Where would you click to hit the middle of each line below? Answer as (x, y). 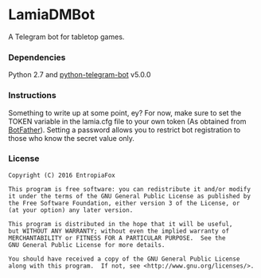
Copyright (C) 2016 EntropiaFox (62, 175)
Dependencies (37, 57)
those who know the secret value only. (72, 138)
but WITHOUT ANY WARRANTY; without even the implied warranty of (119, 231)
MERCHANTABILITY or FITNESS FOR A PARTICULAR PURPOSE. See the (117, 238)
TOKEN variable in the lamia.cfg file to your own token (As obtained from (127, 121)
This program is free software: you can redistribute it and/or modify (129, 189)
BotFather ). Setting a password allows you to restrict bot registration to (125, 130)
